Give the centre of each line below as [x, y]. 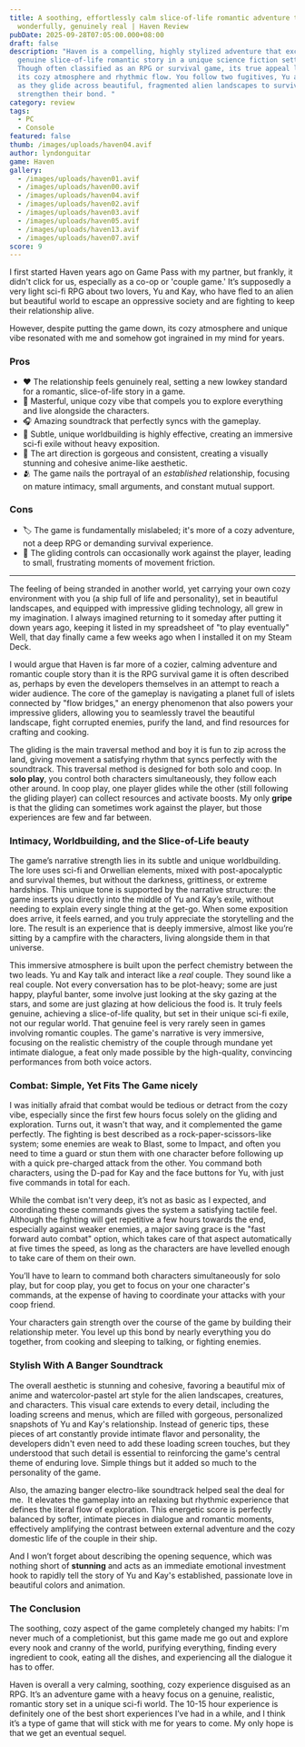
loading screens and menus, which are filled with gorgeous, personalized [146, 1414]
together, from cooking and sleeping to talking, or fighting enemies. [135, 1342]
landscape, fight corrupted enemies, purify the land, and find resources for [149, 722]
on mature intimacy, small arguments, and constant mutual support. [148, 486]
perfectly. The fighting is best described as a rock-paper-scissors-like [141, 1135]
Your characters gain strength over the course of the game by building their [151, 1323]
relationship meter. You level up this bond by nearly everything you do [140, 1332]
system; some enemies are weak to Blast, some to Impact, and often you [145, 1144]
